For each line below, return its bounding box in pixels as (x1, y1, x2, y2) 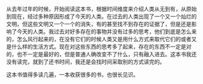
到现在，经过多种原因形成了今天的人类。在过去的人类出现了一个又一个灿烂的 (6, 13, 197, 20)
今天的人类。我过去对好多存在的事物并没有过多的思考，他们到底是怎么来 (16, 28, 197, 35)
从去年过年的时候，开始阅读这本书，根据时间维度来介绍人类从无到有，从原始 (6, 5, 197, 12)
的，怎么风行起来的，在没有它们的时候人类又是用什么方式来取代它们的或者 (6, 36, 192, 42)
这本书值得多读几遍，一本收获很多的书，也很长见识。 (6, 71, 139, 78)
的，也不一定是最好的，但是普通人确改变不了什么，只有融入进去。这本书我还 (6, 51, 197, 57)
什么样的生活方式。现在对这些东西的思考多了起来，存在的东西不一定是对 (11, 43, 192, 50)
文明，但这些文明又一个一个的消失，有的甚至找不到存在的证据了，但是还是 (6, 21, 192, 27)
